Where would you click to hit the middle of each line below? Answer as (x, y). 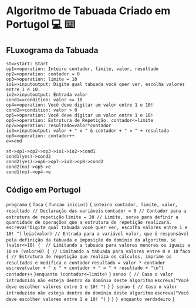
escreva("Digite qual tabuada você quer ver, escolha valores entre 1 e (97, 227)
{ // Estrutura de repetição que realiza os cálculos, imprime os (89, 256)
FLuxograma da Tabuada (52, 50)
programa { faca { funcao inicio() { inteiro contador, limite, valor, (92, 204)
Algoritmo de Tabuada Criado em (88, 11)
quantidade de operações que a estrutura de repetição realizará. (89, 222)
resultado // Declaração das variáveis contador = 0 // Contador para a (96, 211)
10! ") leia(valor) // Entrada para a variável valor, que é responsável (97, 234)
